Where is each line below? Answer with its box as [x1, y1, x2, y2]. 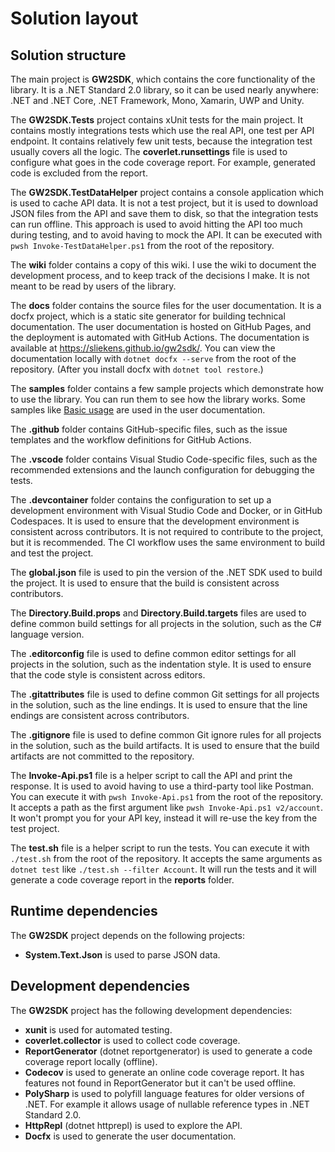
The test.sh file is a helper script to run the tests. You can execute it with [10, 842, 310, 854]
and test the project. [10, 547, 94, 559]
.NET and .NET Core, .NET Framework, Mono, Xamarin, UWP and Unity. [10, 95, 305, 106]
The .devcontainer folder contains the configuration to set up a [10, 494, 272, 506]
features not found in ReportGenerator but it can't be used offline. [24, 1077, 297, 1089]
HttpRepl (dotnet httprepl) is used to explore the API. [24, 1119, 243, 1131]
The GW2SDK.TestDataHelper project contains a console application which [10, 187, 325, 198]
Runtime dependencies [10, 903, 158, 920]
